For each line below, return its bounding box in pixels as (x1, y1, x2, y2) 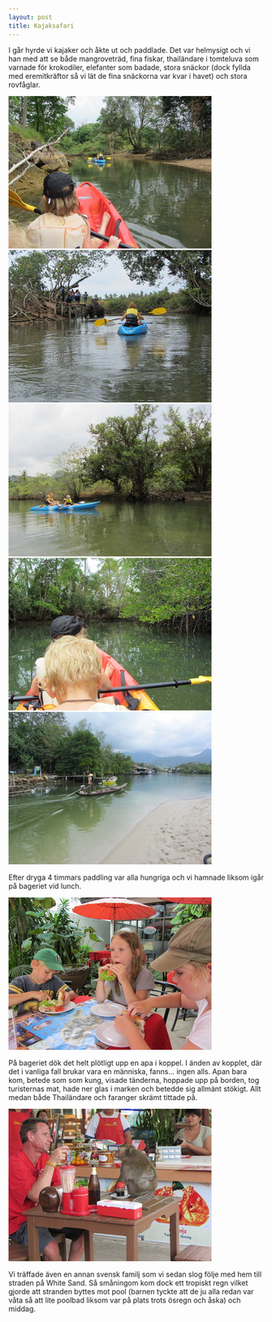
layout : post (8, 13, 53, 21)
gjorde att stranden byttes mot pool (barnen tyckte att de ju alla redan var (8, 1286, 254, 1296)
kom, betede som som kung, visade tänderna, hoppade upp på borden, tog (8, 1075, 260, 1085)
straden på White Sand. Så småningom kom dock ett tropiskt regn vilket (8, 1277, 248, 1288)
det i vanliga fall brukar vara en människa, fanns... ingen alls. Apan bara (8, 1066, 248, 1076)
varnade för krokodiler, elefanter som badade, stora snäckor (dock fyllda (8, 62, 252, 72)
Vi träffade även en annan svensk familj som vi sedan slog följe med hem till (8, 1269, 262, 1279)
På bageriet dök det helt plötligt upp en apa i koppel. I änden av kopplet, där (8, 1058, 262, 1068)
